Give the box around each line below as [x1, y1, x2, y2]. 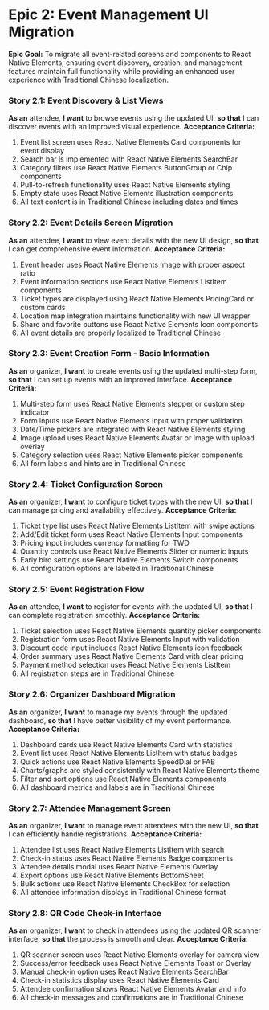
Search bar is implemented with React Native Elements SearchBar [19, 154, 238, 164]
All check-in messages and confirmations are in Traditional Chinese [19, 992, 243, 1002]
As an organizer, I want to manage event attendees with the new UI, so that [8, 821, 259, 831]
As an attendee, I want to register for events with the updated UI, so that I [8, 602, 253, 611]
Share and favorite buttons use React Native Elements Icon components [19, 319, 259, 329]
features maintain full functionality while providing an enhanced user [8, 66, 235, 76]
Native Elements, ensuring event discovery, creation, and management [8, 58, 243, 67]
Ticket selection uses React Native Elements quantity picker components [19, 626, 262, 636]
